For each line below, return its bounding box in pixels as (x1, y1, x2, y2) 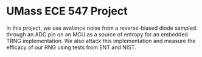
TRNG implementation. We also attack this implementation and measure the (6, 37, 196, 44)
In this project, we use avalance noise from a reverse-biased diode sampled (6, 24, 197, 32)
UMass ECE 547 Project (6, 4, 128, 18)
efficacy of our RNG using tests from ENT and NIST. (6, 44, 137, 51)
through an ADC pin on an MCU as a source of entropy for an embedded (6, 30, 189, 38)
